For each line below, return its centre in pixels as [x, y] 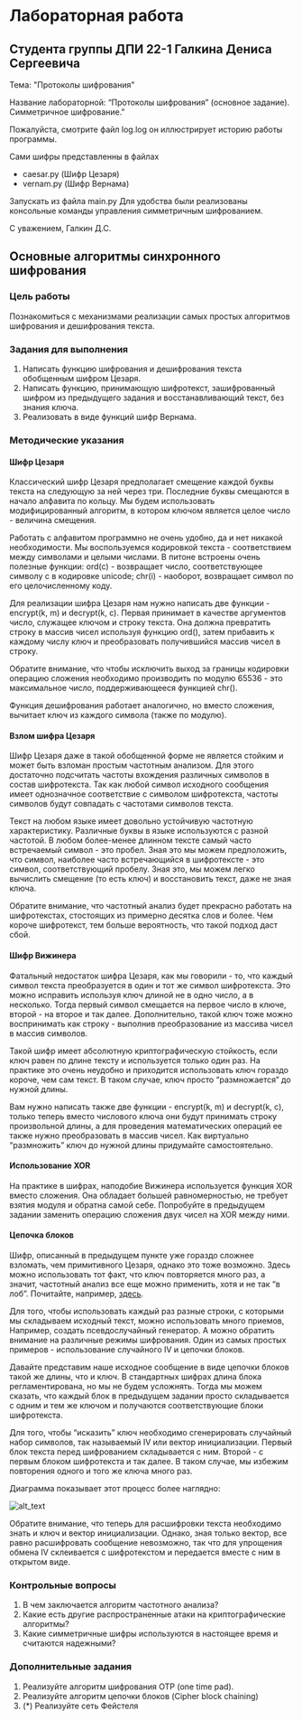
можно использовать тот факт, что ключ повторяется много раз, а [137, 1274]
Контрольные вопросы [63, 1584]
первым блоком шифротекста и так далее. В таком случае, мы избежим [149, 1461]
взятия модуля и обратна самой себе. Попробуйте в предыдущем [137, 1205]
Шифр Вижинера [43, 955]
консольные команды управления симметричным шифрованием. [136, 210]
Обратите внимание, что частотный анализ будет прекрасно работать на [151, 906]
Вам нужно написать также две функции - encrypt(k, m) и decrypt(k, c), [146, 1107]
